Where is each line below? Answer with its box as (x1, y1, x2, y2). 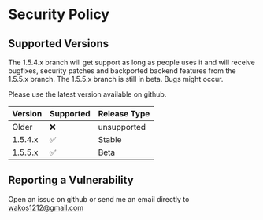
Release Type (98, 108, 150, 119)
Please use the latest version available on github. (8, 90, 167, 99)
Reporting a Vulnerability (8, 174, 134, 187)
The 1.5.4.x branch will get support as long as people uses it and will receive (8, 57, 256, 67)
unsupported (98, 122, 146, 132)
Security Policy (8, 5, 110, 24)
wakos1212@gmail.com (8, 203, 84, 212)
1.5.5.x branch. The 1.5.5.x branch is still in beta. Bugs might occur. (8, 75, 224, 83)
